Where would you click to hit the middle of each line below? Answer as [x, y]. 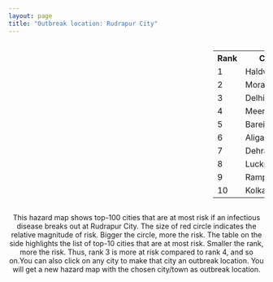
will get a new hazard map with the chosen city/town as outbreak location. [136, 269]
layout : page [30, 16]
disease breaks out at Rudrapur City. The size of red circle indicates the [136, 226]
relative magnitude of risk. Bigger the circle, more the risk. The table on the [136, 234]
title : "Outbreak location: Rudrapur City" [83, 24]
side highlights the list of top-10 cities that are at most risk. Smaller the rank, [136, 243]
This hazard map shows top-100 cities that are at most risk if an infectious [136, 217]
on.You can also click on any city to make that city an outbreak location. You [136, 260]
